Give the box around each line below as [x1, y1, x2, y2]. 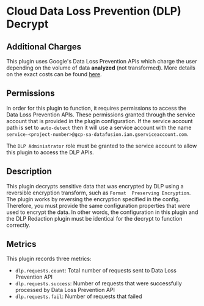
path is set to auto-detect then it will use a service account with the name [6, 124, 192, 131]
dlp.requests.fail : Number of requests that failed [15, 293, 142, 300]
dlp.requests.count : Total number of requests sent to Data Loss [15, 267, 177, 274]
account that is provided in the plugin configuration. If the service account [6, 117, 193, 124]
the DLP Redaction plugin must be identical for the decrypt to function [6, 215, 183, 222]
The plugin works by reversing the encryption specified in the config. [6, 195, 180, 202]
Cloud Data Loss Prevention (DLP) [6, 4, 181, 18]
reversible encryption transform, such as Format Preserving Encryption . [6, 189, 191, 196]
